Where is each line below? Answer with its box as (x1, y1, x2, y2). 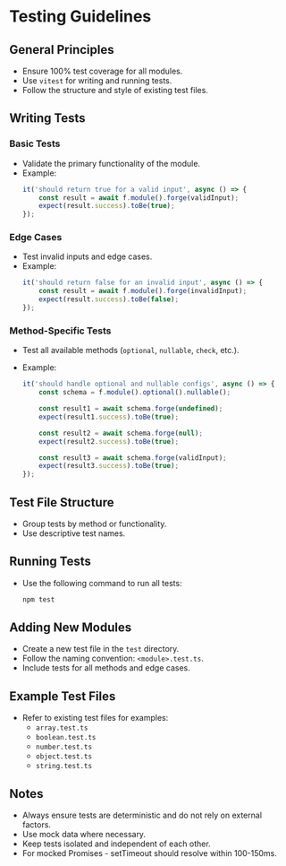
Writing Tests (9, 110, 87, 126)
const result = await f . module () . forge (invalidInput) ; (38, 287, 248, 296)
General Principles (9, 42, 114, 57)
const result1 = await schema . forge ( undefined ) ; (38, 404, 223, 413)
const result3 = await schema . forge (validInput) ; (38, 453, 227, 463)
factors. (21, 819, 52, 830)
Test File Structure (9, 495, 114, 510)
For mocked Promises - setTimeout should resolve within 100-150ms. (21, 848, 277, 859)
